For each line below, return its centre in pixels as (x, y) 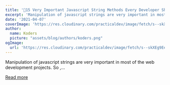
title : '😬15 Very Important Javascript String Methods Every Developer (82, 10)
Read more (17, 77)
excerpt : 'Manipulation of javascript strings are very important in (80, 15)
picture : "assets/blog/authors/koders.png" (56, 38)
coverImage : (18, 24)
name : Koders (24, 33)
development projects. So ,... (35, 67)
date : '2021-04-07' (26, 19)
